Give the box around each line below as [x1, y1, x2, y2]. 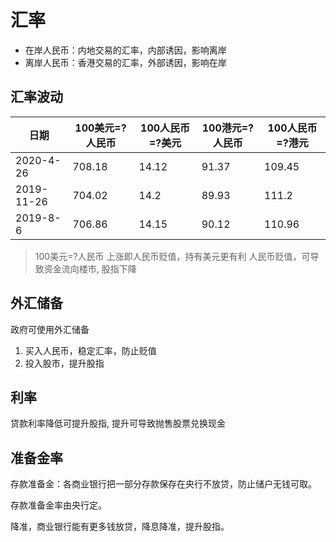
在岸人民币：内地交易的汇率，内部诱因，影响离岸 [24, 44, 227, 56]
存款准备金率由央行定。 [10, 499, 107, 511]
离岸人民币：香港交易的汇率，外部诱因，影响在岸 [24, 56, 227, 68]
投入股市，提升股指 [24, 357, 105, 369]
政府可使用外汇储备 [10, 323, 90, 335]
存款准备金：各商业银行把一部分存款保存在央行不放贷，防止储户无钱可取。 [10, 478, 317, 490]
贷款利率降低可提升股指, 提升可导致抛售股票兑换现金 [10, 417, 226, 430]
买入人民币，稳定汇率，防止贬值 [24, 344, 157, 356]
